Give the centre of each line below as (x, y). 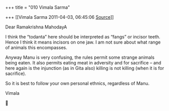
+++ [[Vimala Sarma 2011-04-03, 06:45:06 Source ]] (59, 17)
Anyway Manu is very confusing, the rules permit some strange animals (80, 57)
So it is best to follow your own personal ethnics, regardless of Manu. (77, 83)
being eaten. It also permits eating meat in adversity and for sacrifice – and (83, 63)
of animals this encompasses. (36, 47)
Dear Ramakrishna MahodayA (36, 27)
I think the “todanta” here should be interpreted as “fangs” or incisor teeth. (83, 37)
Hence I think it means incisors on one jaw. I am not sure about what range (83, 42)
